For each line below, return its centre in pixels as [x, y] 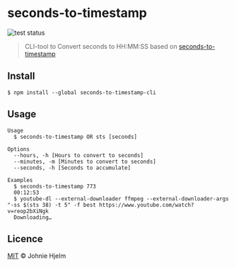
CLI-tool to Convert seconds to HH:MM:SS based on [101, 46]
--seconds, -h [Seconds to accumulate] [72, 168]
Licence [25, 239]
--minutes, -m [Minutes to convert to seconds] [85, 161]
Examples [20, 180]
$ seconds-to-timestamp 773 [55, 186]
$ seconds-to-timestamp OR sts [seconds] [76, 137]
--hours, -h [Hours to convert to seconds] [78, 155]
